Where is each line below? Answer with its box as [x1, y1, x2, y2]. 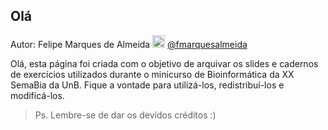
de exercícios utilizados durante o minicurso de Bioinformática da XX [10, 68, 295, 80]
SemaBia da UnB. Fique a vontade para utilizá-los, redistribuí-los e [10, 79, 285, 91]
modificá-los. [10, 89, 65, 101]
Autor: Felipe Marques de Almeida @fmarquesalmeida [10, 38, 248, 50]
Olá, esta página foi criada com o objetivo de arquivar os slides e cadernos [10, 57, 319, 69]
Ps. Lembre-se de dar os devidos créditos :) [34, 109, 217, 121]
